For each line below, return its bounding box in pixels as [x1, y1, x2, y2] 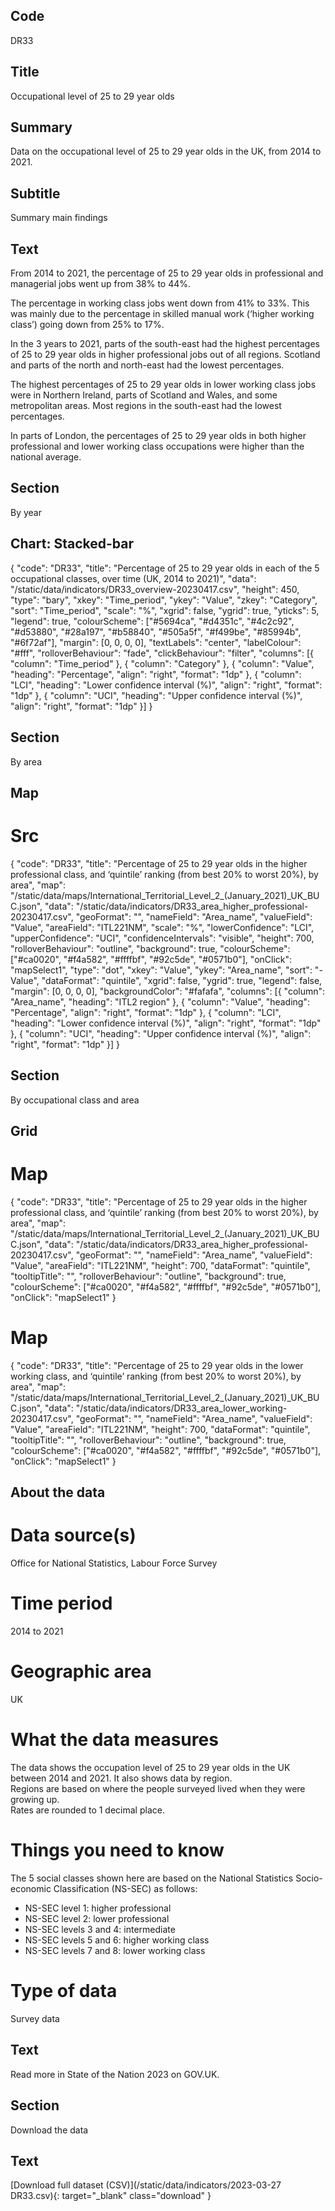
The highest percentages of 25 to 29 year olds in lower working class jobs [10, 379, 317, 391]
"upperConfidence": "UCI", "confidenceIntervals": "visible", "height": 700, [10, 932, 315, 944]
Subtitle [10, 185, 61, 202]
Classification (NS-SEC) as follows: [53, 1882, 198, 1894]
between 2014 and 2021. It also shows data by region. [10, 1772, 233, 1784]
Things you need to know [10, 1839, 225, 1862]
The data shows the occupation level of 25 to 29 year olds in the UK [10, 1762, 291, 1774]
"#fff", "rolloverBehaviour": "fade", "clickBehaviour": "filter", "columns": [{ [10, 647, 314, 659]
